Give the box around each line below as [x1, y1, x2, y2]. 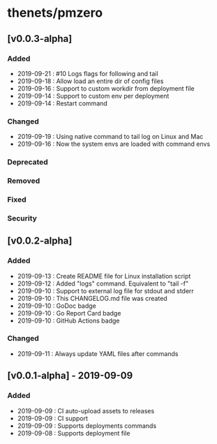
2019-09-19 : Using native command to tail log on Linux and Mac [17, 133, 204, 141]
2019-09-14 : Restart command [17, 99, 108, 108]
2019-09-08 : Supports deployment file [17, 429, 130, 437]
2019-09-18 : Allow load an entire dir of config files [17, 77, 164, 85]
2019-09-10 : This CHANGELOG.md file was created [17, 294, 167, 302]
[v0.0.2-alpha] [7, 235, 73, 247]
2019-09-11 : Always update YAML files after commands [17, 349, 179, 357]
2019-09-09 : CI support [17, 414, 89, 422]
